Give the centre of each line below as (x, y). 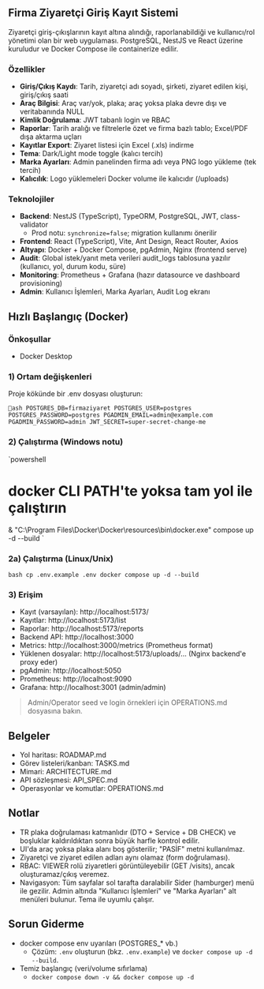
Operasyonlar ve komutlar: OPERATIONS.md (91, 789)
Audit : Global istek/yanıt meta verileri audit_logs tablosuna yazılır (125, 258)
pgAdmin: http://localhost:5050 (71, 671)
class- (230, 216)
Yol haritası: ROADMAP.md (63, 755)
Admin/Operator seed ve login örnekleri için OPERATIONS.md (127, 702)
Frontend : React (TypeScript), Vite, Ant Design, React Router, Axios (129, 242)
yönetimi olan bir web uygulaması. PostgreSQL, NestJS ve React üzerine (126, 40)
